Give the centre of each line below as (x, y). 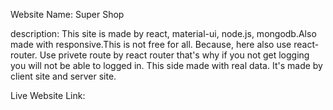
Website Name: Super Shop (67, 14)
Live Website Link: (48, 95)
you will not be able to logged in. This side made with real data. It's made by (166, 65)
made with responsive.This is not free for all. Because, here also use (151, 44)
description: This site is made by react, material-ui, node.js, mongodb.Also (163, 33)
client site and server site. (63, 76)
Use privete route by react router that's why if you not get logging (174, 55)
